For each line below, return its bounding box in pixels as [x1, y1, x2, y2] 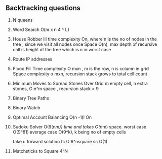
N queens [12, 17, 33, 23]
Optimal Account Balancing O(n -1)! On [12, 114, 92, 120]
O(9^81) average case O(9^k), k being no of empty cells [12, 129, 126, 135]
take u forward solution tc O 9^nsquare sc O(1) [12, 138, 108, 144]
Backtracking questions [5, 4, 81, 12]
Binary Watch [12, 104, 40, 110]
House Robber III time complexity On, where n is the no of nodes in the [12, 36, 157, 42]
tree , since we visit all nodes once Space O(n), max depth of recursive [12, 41, 158, 47]
